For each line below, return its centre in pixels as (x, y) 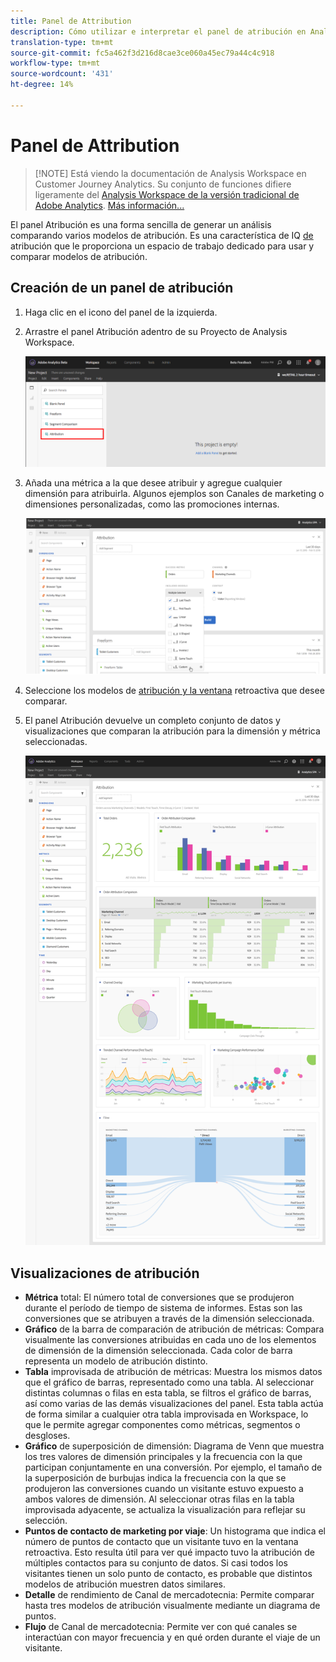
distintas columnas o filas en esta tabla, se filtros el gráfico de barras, (168, 1393)
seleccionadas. (56, 742)
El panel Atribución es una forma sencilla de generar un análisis (141, 224)
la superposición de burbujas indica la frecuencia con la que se (155, 1478)
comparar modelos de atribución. (79, 256)
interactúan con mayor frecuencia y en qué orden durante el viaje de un (172, 1637)
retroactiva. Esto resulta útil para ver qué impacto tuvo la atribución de (170, 1552)
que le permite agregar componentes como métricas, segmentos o (162, 1425)
